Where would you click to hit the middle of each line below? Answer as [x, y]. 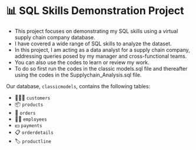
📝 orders [25, 112]
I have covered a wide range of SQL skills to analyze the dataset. [93, 44]
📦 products [29, 104]
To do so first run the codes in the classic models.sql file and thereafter [101, 68]
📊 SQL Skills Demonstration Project [95, 11]
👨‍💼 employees [31, 119]
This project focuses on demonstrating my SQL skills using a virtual [96, 31]
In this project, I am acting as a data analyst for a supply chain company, [102, 49]
